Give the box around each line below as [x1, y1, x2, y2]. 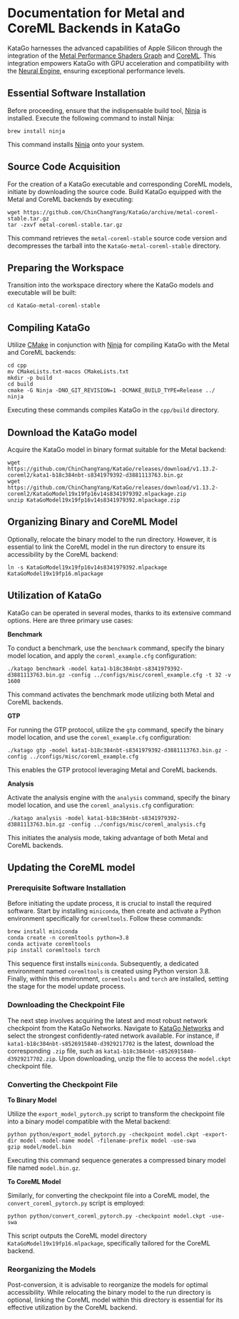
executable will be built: [7, 288, 77, 297]
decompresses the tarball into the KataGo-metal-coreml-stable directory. [7, 241, 221, 250]
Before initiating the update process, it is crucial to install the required [7, 899, 212, 908]
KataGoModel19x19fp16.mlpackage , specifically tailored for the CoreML [7, 1238, 210, 1247]
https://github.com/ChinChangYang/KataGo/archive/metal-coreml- [23, 208, 219, 216]
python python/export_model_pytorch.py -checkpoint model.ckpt [7, 1131, 200, 1138]
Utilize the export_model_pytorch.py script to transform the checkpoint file [7, 1109, 225, 1118]
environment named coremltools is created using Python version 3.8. [7, 967, 210, 976]
